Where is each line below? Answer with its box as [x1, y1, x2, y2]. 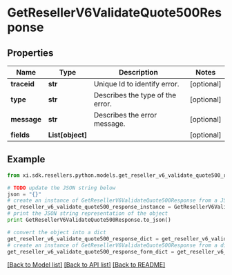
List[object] [48, 130, 88, 140]
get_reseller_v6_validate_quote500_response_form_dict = [7, 248, 175, 255]
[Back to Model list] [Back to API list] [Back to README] [7, 260, 166, 269]
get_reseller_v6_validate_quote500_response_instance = [7, 204, 171, 211]
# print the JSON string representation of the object [7, 210, 168, 217]
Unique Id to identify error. [93, 79, 180, 88]
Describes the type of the [93, 91, 177, 99]
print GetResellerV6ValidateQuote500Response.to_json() [7, 216, 171, 224]
